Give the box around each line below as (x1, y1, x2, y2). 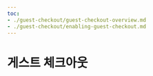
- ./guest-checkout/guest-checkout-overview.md (7, 17, 147, 23)
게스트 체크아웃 (7, 55, 88, 70)
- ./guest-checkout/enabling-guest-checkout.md (7, 23, 147, 30)
